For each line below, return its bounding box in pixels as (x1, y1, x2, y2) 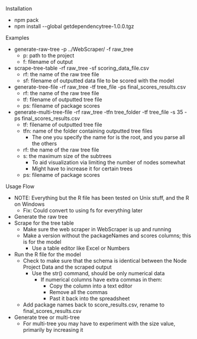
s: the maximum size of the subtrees (22, 153, 112, 159)
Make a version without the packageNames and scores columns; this (22, 232, 192, 239)
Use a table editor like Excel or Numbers (31, 245, 130, 251)
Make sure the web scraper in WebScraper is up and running (22, 226, 172, 233)
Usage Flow (5, 183, 35, 190)
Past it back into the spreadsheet (49, 295, 130, 302)
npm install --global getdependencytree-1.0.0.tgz (14, 23, 134, 30)
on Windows (14, 201, 45, 208)
